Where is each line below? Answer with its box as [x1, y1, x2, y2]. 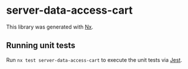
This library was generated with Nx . [6, 23, 93, 30]
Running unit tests [6, 40, 76, 51]
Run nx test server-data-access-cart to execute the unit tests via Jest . [6, 56, 183, 63]
